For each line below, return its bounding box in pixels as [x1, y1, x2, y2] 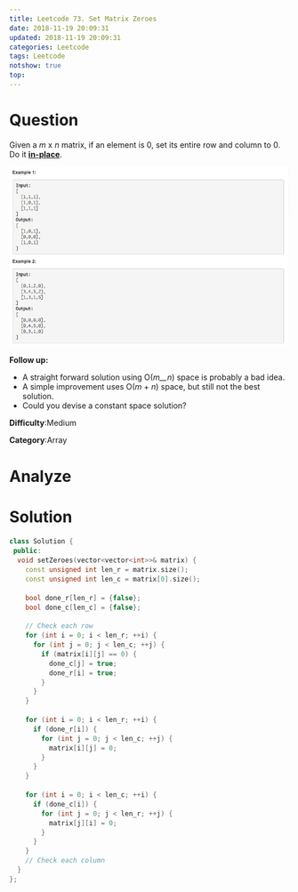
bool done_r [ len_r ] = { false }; [25, 593, 141, 602]
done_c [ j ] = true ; [48, 659, 117, 668]
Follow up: [9, 355, 49, 366]
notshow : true [9, 61, 62, 70]
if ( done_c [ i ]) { [32, 800, 98, 808]
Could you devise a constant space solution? [21, 400, 187, 411]
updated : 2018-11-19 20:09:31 [9, 33, 122, 42]
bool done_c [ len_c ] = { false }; [25, 603, 141, 612]
